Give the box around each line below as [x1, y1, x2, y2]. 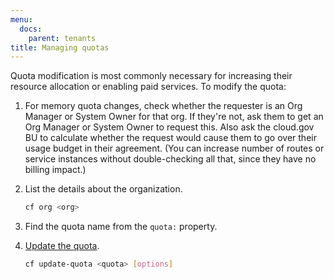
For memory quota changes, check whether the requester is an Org [24, 100, 303, 112]
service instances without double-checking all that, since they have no [24, 153, 317, 165]
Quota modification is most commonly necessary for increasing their [10, 70, 293, 82]
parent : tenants [28, 33, 97, 43]
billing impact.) [24, 164, 87, 176]
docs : [19, 24, 43, 34]
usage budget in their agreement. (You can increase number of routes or [24, 142, 325, 155]
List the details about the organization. [24, 183, 183, 195]
